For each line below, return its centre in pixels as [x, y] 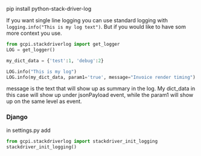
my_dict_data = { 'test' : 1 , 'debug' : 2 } [55, 61]
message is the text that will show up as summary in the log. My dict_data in [101, 89]
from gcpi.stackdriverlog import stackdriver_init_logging [82, 141]
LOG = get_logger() [31, 50]
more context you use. [34, 33]
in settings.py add [29, 130]
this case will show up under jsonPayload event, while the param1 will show [100, 95]
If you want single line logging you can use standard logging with [87, 20]
